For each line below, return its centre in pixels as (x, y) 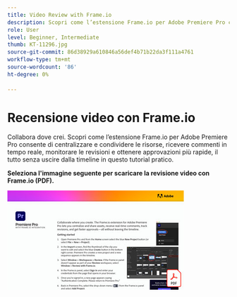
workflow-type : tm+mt (39, 60)
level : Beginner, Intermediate (53, 37)
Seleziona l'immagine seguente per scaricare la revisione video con (109, 174)
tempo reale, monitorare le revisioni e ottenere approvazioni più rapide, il (113, 152)
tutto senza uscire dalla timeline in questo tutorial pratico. (91, 159)
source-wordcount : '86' (42, 67)
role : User (23, 30)
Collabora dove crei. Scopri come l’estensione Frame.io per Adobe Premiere (117, 137)
